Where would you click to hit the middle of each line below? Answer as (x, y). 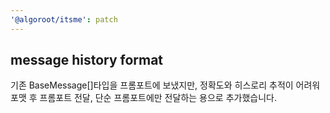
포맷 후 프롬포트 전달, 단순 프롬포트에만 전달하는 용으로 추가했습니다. (143, 98)
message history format (87, 60)
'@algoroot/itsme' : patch (64, 19)
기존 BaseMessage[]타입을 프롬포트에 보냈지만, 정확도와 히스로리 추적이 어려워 (165, 85)
